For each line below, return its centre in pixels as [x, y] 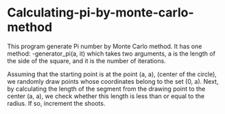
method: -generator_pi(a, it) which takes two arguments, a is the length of [111, 54]
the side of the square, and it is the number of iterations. [86, 60]
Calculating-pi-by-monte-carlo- [100, 13]
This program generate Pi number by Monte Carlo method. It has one [105, 46]
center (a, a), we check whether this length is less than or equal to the [106, 96]
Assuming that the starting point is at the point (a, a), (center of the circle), [112, 74]
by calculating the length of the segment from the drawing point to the [106, 89]
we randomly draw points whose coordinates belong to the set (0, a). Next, [113, 81]
